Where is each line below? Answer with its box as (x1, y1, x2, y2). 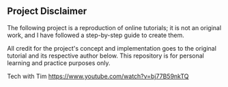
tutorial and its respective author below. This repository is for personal (7, 51, 205, 60)
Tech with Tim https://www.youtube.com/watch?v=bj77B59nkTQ (7, 72, 189, 80)
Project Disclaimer (7, 5, 87, 17)
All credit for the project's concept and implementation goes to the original (7, 44, 217, 52)
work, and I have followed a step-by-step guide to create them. (7, 31, 184, 39)
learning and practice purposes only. (7, 58, 111, 67)
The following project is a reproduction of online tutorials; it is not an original (7, 23, 222, 32)
